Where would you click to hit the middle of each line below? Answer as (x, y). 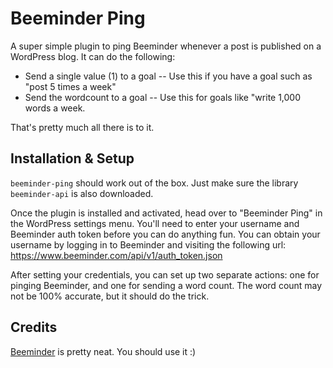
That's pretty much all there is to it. (82, 127)
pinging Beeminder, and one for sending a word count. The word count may (166, 285)
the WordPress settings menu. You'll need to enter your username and (155, 223)
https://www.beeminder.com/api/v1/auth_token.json (116, 255)
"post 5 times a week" (70, 86)
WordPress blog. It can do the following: (93, 56)
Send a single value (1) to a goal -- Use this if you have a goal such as (168, 76)
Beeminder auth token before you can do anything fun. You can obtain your (165, 234)
